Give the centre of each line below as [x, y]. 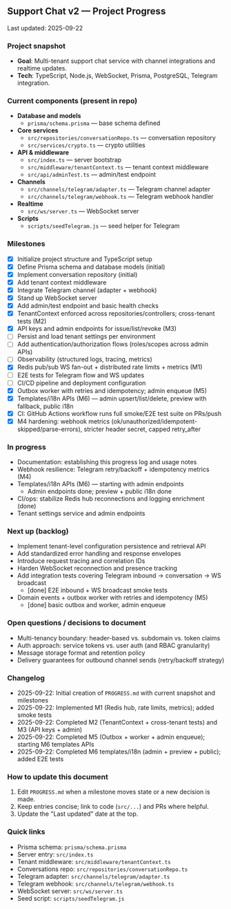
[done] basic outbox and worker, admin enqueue [97, 605]
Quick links [27, 832]
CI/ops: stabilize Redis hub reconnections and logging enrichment [111, 499]
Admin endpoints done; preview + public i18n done [100, 491]
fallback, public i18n [45, 406]
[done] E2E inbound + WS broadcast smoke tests [97, 591]
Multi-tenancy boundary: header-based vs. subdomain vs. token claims [119, 638]
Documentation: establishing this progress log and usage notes [107, 462]
